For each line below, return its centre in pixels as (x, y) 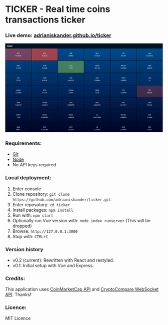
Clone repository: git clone (41, 194)
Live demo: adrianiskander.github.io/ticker (58, 35)
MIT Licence (18, 319)
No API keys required (34, 165)
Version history (24, 249)
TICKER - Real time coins (58, 9)
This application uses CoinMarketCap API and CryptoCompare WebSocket (82, 289)
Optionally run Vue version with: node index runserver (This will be (81, 220)
